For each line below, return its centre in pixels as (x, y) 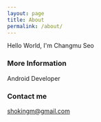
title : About (26, 20)
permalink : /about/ (35, 26)
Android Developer (34, 78)
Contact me (27, 96)
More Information (37, 64)
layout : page (26, 13)
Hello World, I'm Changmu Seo (50, 46)
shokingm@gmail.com (38, 111)
